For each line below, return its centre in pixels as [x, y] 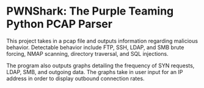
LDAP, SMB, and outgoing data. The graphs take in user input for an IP [95, 72]
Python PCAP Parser [60, 24]
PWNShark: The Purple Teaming [90, 11]
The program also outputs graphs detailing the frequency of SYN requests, [100, 66]
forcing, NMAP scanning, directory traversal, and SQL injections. [88, 53]
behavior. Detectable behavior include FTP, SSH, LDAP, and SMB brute [95, 47]
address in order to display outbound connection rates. [75, 78]
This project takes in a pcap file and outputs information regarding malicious [102, 41]
